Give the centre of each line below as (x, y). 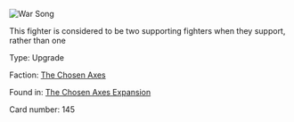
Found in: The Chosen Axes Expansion (80, 92)
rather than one (38, 41)
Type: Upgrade (37, 57)
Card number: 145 (42, 110)
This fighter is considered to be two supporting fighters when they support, (147, 31)
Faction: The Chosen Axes (58, 75)
